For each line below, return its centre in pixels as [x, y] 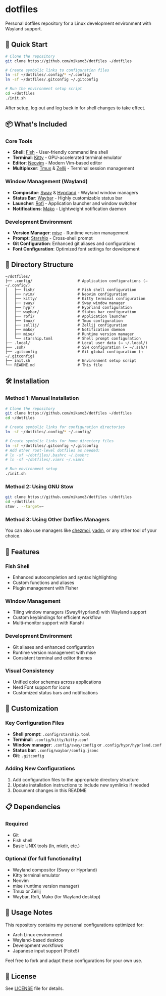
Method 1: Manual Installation [42, 398]
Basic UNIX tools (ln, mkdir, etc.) [46, 846]
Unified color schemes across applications [57, 682]
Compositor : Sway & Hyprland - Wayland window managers [75, 192]
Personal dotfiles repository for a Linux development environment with [78, 23]
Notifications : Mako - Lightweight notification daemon [69, 209]
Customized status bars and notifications [55, 692]
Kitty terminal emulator [36, 875]
